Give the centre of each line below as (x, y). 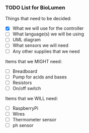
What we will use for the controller (48, 28)
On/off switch (27, 88)
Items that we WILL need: (32, 98)
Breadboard (25, 71)
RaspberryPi (25, 108)
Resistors (22, 82)
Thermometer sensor (34, 119)
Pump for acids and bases (39, 77)
